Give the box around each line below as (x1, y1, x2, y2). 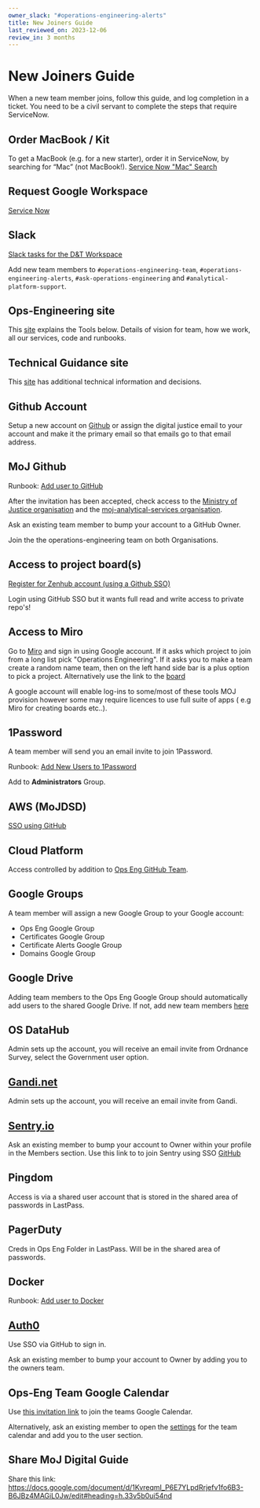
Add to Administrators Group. (8, 777, 106, 787)
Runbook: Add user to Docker (8, 1296, 104, 1306)
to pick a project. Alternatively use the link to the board (8, 671, 186, 680)
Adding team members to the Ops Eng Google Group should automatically (8, 992, 248, 1001)
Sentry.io (8, 1119, 55, 1133)
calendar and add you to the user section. (8, 1431, 144, 1440)
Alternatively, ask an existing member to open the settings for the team (8, 1422, 238, 1432)
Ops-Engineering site (8, 304, 115, 318)
